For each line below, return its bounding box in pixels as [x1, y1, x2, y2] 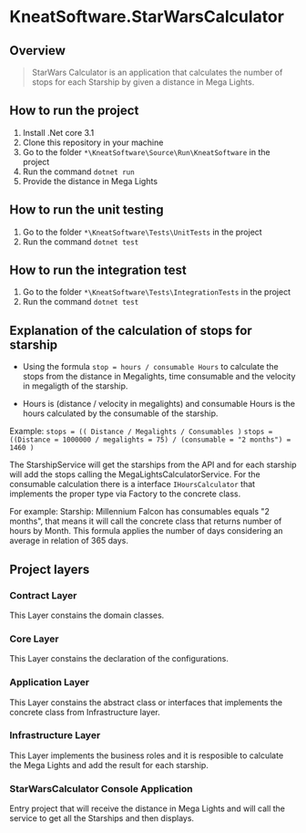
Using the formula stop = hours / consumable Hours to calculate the [22, 361, 280, 372]
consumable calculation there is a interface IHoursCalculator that [9, 479, 256, 490]
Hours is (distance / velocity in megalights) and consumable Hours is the [22, 399, 296, 410]
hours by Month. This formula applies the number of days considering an [9, 526, 284, 536]
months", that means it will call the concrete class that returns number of [9, 515, 282, 526]
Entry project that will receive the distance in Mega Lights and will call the [9, 803, 285, 814]
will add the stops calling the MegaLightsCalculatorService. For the [9, 469, 261, 480]
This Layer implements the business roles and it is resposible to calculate [9, 750, 284, 761]
